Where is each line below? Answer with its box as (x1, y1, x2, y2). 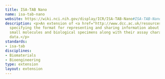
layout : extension (5, 67, 43, 72)
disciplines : (5, 48, 32, 53)
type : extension (5, 62, 38, 67)
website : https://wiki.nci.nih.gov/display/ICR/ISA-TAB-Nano (5, 16, 133, 21)
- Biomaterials (5, 53, 36, 58)
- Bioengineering (5, 57, 41, 62)
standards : (5, 39, 27, 44)
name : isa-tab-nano (5, 12, 45, 17)
